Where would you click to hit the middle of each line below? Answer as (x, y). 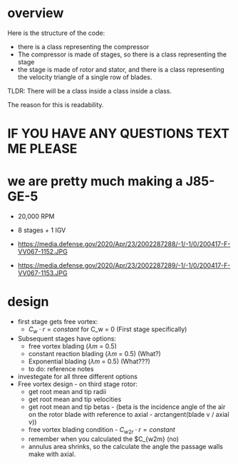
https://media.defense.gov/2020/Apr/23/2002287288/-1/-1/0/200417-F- (124, 244)
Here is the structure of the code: (56, 33)
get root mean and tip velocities (75, 399)
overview (36, 13)
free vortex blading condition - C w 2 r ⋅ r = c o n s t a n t (102, 430)
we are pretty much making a (95, 182)
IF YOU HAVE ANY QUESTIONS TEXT (119, 134)
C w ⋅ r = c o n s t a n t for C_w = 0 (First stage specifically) (108, 330)
